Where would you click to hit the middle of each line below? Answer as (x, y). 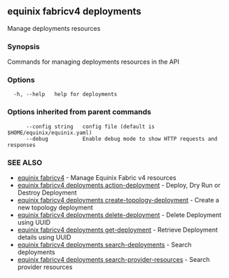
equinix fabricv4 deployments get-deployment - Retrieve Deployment (118, 230)
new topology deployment (55, 207)
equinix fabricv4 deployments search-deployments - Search (104, 245)
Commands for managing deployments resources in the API (93, 62)
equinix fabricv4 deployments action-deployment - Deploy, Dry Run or (119, 185)
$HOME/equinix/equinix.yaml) (50, 132)
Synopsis (23, 46)
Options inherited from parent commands (79, 112)
